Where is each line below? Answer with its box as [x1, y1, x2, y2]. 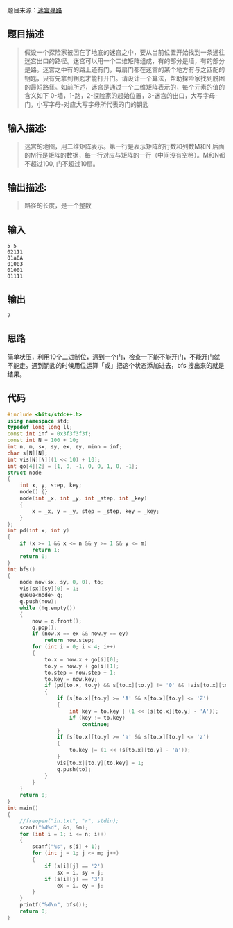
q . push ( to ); [56, 766, 92, 773]
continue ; [81, 720, 110, 727]
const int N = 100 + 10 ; [7, 437, 79, 444]
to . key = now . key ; [44, 675, 98, 682]
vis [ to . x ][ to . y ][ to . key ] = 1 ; [56, 759, 144, 766]
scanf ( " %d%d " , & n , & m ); [19, 824, 89, 831]
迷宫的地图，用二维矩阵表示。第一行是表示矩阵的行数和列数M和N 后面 [24, 142, 225, 151]
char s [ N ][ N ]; [7, 450, 49, 457]
